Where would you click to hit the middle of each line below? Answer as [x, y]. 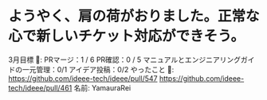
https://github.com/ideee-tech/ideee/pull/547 [83, 78]
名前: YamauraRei [102, 87]
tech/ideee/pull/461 [40, 87]
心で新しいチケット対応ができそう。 [127, 36]
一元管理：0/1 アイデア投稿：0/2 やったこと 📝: [98, 69]
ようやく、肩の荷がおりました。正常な [134, 16]
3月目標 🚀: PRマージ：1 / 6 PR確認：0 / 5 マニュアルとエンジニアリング [125, 60]
